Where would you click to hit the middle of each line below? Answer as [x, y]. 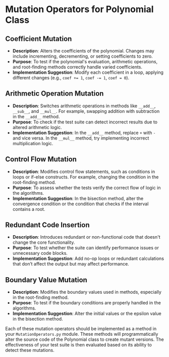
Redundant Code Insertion [47, 225]
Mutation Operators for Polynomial [79, 9]
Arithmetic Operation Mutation [54, 94]
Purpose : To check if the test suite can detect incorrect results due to [85, 122]
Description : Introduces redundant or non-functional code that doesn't [86, 237]
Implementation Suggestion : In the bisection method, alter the [78, 198]
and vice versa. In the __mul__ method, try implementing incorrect [81, 138]
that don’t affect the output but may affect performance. [71, 264]
